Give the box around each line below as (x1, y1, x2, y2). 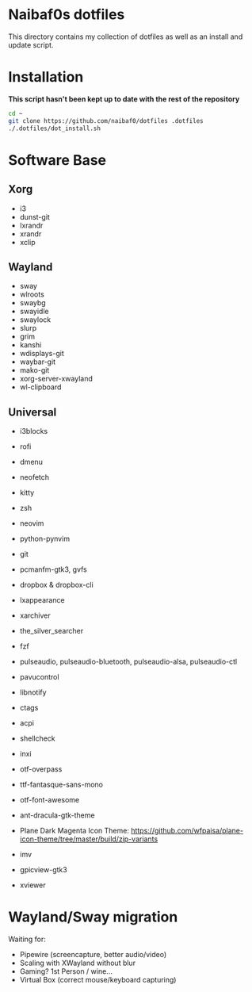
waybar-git (19, 357, 56, 366)
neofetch (19, 473, 50, 482)
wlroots (19, 289, 45, 299)
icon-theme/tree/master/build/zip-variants (19, 834, 158, 844)
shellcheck (19, 733, 55, 743)
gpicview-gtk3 (19, 865, 67, 875)
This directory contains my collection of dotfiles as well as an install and (8, 32, 243, 41)
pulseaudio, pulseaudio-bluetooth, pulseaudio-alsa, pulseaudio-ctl (19, 657, 238, 667)
